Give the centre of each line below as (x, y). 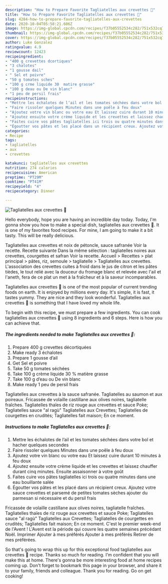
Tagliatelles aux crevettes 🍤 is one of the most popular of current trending (81, 286)
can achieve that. (23, 323)
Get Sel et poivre (30, 363)
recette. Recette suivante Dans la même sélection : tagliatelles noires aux (80, 250)
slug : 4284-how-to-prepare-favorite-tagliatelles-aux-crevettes (73, 19)
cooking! (14, 576)
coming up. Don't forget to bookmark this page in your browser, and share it (83, 565)
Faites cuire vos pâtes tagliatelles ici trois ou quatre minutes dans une (84, 477)
